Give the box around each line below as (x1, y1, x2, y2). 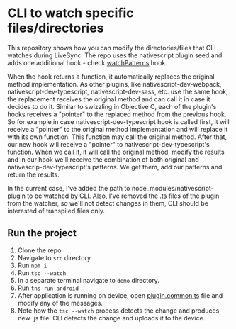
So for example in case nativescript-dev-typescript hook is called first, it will (7, 117, 230, 126)
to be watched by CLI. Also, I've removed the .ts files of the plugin (27, 191, 220, 200)
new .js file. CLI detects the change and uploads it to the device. (17, 313, 206, 322)
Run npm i (17, 261, 47, 269)
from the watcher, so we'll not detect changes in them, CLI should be (7, 199, 209, 207)
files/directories (7, 20, 104, 36)
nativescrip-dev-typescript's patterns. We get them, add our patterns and (7, 162, 223, 171)
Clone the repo (17, 246, 62, 255)
